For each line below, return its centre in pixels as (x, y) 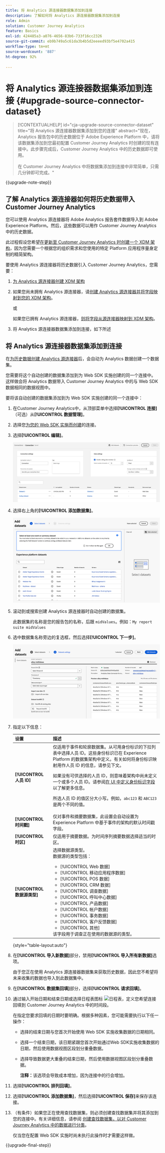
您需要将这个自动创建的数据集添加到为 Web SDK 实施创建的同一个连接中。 (81, 375)
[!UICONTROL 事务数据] (84, 915)
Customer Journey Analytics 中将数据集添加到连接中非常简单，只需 (91, 167)
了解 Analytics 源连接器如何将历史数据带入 (70, 199)
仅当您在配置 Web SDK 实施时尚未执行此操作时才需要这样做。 (75, 1135)
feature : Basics (22, 31)
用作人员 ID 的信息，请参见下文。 (90, 765)
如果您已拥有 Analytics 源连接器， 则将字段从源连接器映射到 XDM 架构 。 (85, 319)
